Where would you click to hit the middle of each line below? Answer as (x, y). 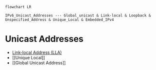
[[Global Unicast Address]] (39, 63)
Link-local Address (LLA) (37, 52)
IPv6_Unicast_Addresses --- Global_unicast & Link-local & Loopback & (78, 16)
